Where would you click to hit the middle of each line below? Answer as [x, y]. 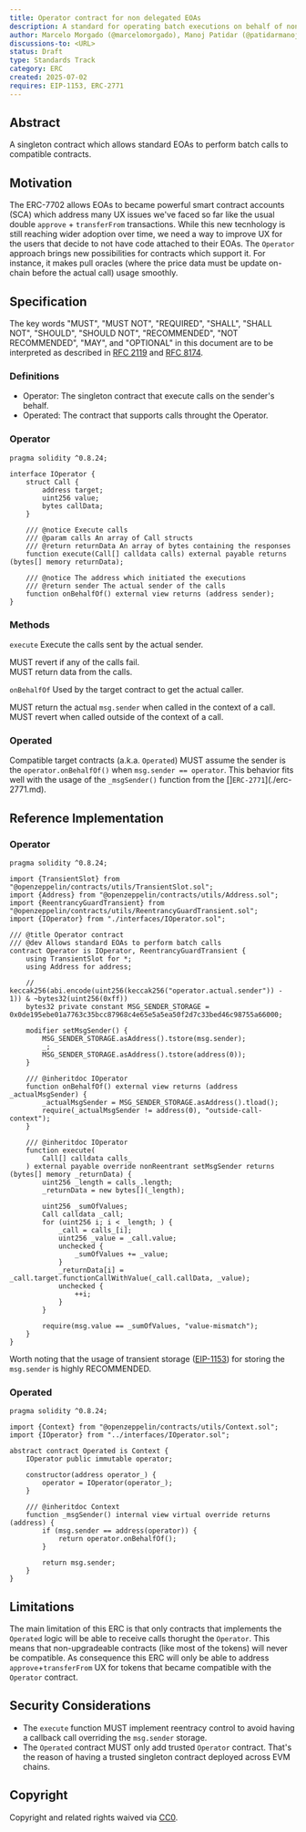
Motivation [41, 183]
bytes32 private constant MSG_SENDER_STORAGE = [117, 1006]
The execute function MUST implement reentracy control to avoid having [158, 1728]
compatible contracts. [51, 154]
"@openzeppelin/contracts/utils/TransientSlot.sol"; [112, 887]
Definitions [35, 376]
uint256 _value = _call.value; [117, 1238]
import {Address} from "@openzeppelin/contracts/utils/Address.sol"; [144, 895]
